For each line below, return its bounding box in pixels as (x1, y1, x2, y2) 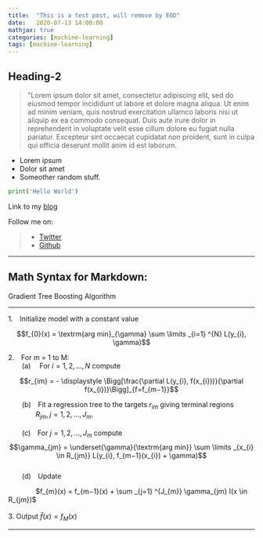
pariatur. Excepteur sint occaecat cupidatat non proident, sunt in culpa (27, 132, 255, 141)
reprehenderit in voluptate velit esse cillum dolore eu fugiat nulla (27, 123, 235, 133)
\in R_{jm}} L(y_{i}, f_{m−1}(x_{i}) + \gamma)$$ (56, 451, 207, 460)
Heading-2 (8, 70, 62, 83)
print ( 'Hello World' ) (8, 187, 79, 195)
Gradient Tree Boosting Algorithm (8, 291, 117, 300)
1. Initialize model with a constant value (8, 314, 139, 323)
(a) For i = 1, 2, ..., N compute (22, 361, 121, 370)
